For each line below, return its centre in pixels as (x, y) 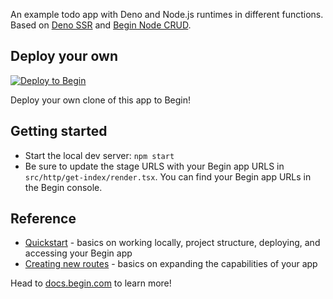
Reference (43, 219)
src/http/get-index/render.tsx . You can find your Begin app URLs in (168, 176)
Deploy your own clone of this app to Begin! (100, 100)
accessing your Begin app (78, 253)
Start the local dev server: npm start (99, 155)
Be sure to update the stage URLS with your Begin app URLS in (154, 166)
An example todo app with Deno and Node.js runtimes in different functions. (167, 14)
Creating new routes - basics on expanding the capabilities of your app (171, 264)
